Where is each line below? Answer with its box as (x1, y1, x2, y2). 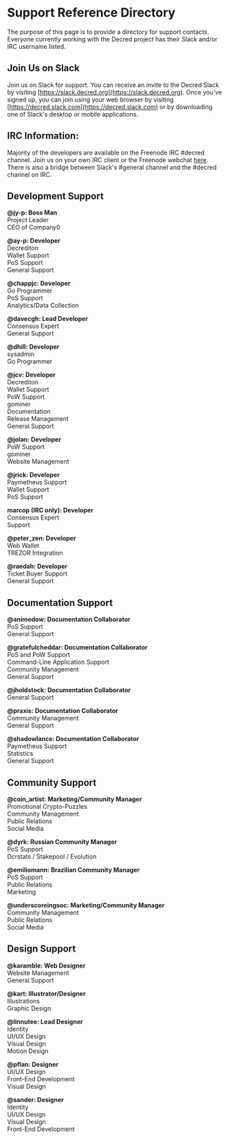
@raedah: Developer (7, 562, 67, 571)
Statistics (7, 749, 34, 758)
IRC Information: (7, 130, 79, 142)
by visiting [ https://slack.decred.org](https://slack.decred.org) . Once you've (7, 88, 222, 96)
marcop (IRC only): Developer (7, 506, 94, 515)
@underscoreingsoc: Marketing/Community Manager (7, 901, 165, 909)
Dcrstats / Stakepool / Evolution (7, 852, 97, 861)
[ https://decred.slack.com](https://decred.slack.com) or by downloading (7, 102, 213, 111)
